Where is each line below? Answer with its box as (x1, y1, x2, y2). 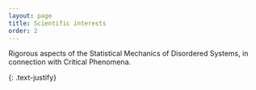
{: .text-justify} (8, 73, 57, 83)
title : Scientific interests (8, 19, 107, 27)
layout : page (8, 11, 52, 20)
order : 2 (8, 27, 38, 35)
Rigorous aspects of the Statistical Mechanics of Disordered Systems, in (8, 49, 249, 59)
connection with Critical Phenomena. (8, 57, 132, 67)
